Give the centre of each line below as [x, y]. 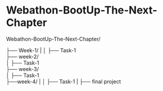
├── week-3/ [23, 69]
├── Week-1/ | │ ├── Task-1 [41, 50]
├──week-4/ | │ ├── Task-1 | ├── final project [63, 81]
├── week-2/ [22, 56]
